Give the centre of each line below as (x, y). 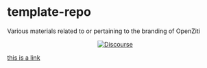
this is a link (24, 57)
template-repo (49, 12)
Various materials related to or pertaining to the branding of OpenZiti (104, 31)
